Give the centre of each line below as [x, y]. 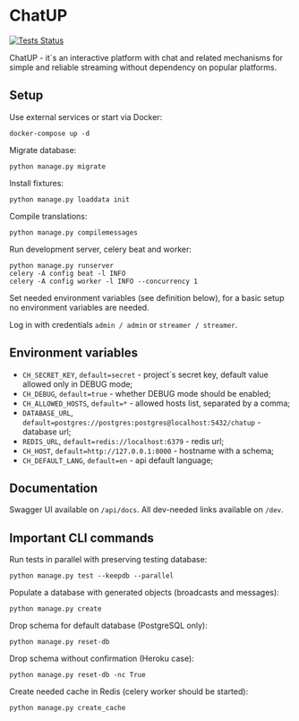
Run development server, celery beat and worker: [101, 249]
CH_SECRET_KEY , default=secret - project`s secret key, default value [145, 374]
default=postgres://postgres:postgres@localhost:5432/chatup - [141, 422]
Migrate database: [43, 150]
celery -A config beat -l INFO [68, 273]
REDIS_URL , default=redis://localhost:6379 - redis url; [123, 441]
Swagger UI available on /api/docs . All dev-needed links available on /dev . [146, 510]
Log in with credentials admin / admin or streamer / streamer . [124, 324]
